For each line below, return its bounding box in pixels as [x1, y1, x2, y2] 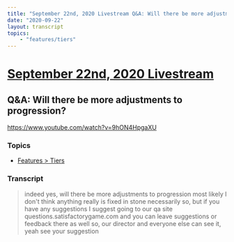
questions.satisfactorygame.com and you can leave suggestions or [24, 212, 217, 220]
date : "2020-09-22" [7, 17, 64, 24]
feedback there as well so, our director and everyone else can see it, [24, 219, 221, 227]
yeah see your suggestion [24, 227, 99, 235]
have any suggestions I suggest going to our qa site [24, 204, 173, 213]
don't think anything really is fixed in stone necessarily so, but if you [24, 197, 220, 206]
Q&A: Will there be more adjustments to [7, 93, 183, 105]
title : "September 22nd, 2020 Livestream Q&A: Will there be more [7, 10, 204, 17]
